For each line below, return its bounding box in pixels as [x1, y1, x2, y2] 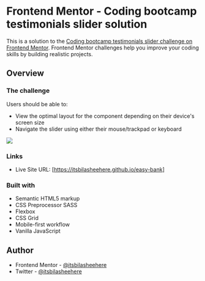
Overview [6, 68, 45, 79]
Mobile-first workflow [15, 221, 70, 228]
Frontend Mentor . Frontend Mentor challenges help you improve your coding [6, 44, 199, 51]
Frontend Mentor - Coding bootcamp [6, 4, 197, 18]
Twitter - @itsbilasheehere [15, 268, 83, 276]
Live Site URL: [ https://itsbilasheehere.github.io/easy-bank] [15, 166, 165, 173]
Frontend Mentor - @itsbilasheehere [15, 261, 107, 269]
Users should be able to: [6, 100, 69, 108]
